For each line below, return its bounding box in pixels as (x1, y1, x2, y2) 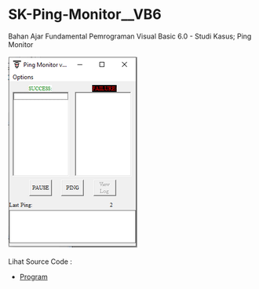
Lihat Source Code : (8, 257, 73, 266)
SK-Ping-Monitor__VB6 (8, 5, 162, 24)
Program (19, 272, 49, 281)
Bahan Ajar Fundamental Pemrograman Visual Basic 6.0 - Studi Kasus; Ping (8, 31, 252, 41)
